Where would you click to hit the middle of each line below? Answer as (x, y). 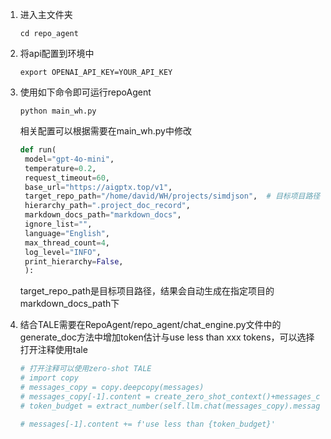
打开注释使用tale (53, 350)
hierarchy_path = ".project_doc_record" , (107, 206)
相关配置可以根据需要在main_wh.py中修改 (105, 131)
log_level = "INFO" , (63, 252)
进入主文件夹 (46, 14)
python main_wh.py (58, 111)
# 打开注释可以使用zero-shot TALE (85, 369)
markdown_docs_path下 (69, 304)
